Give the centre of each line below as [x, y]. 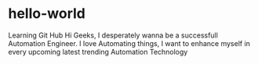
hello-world [47, 14]
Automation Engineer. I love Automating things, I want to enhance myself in [129, 43]
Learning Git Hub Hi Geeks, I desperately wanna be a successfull [113, 35]
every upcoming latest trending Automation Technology [98, 52]
